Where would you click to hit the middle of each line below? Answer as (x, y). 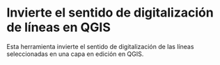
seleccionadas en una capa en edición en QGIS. (75, 54)
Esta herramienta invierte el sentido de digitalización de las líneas (100, 46)
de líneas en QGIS (58, 27)
